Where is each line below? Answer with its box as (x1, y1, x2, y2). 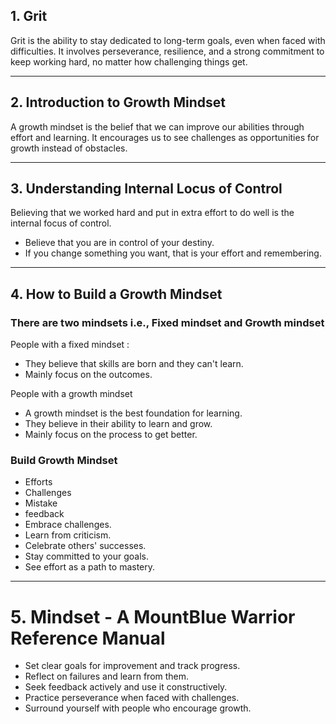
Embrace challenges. (24, 519, 112, 531)
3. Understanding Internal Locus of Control (10, 180, 283, 198)
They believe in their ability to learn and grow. (24, 418, 213, 430)
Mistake (24, 497, 58, 509)
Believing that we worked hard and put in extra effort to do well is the (10, 207, 295, 219)
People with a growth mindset (10, 388, 133, 400)
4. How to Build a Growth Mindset (10, 285, 223, 303)
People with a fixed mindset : (10, 339, 130, 351)
